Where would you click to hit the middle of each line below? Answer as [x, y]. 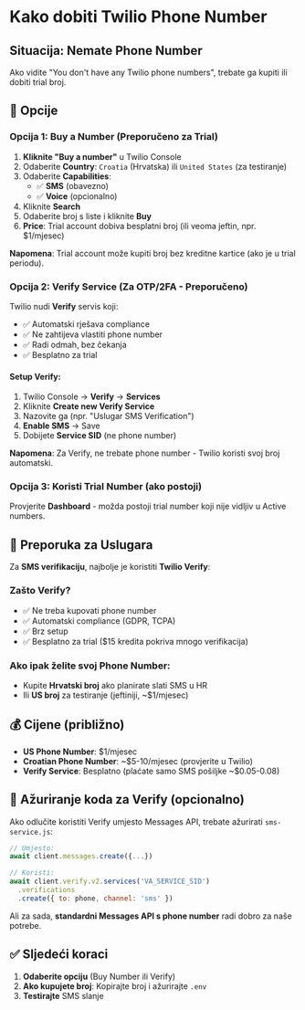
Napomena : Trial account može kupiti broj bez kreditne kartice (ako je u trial [153, 253]
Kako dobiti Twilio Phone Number [138, 17]
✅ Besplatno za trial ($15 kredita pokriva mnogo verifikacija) [136, 641]
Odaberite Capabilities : [67, 176]
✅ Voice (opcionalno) [77, 196]
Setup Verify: [35, 376]
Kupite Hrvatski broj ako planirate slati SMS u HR [115, 685]
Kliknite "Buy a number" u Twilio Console [102, 156]
